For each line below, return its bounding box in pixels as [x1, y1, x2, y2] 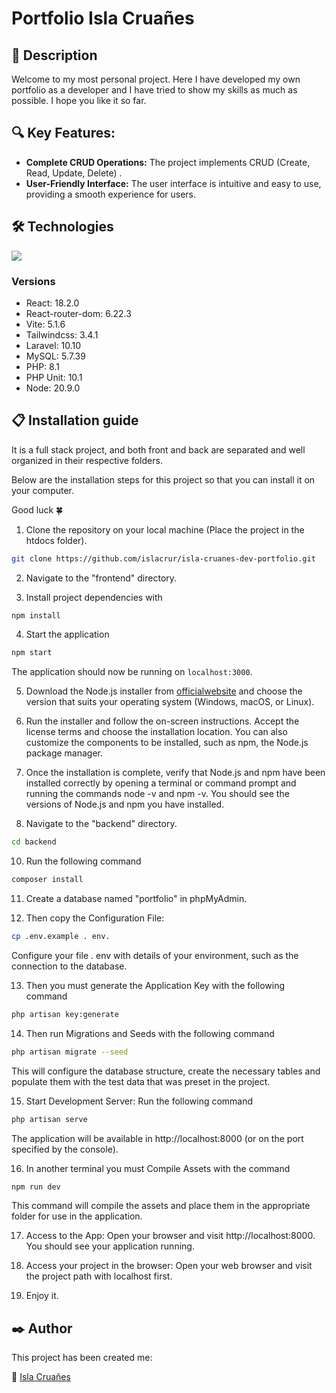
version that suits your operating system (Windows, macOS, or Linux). [25, 696, 315, 708]
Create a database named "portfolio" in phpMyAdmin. [25, 893, 248, 905]
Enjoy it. [25, 1290, 59, 1302]
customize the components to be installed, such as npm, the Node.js [25, 737, 309, 749]
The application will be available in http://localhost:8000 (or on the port [11, 1132, 304, 1144]
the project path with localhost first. [25, 1270, 173, 1282]
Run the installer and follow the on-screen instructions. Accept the [25, 715, 300, 727]
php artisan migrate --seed [11, 1047, 129, 1057]
